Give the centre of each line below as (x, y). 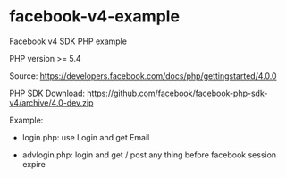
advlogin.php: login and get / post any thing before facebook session (149, 155)
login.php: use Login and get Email (86, 137)
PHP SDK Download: (47, 93)
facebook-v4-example (95, 17)
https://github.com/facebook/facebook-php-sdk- (177, 93)
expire (34, 164)
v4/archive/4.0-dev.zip (51, 102)
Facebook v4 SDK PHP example (68, 41)
